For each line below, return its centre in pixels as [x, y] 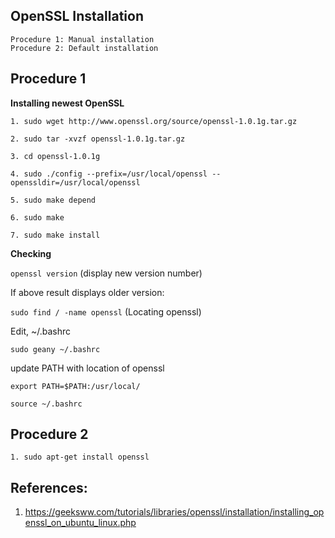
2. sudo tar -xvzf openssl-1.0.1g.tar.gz [98, 139]
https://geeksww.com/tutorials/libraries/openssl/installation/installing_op [174, 512]
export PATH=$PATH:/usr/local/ [75, 386]
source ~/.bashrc [46, 404]
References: [49, 487]
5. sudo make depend [53, 200]
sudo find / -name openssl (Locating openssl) [106, 311]
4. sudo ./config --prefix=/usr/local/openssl [109, 174]
